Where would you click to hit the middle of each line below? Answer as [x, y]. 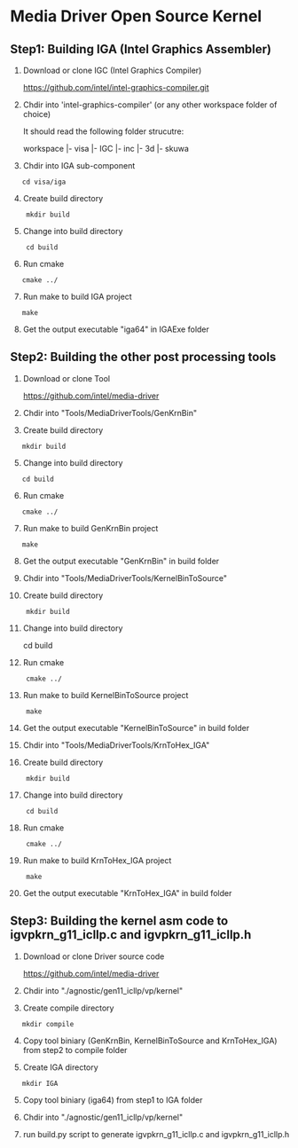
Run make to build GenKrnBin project [90, 528]
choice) [37, 114]
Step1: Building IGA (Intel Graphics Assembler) [141, 49]
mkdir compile [48, 1024]
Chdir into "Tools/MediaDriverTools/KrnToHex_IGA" [116, 745]
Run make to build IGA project [77, 296]
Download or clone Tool [66, 378]
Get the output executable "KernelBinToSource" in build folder [136, 727]
